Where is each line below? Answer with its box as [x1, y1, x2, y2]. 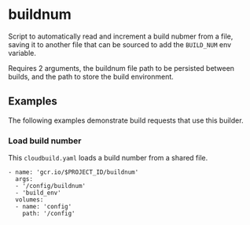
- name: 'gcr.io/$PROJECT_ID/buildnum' [8, 168, 139, 176]
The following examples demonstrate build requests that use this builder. [8, 116, 244, 125]
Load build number [8, 135, 82, 146]
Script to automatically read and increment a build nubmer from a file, [8, 31, 233, 41]
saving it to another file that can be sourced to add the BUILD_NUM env [8, 39, 232, 49]
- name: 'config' [15, 203, 72, 211]
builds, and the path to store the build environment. [8, 72, 175, 81]
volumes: [15, 196, 44, 204]
